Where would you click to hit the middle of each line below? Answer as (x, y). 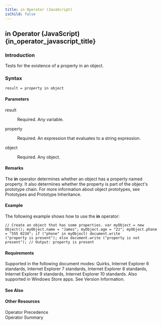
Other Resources (23, 301)
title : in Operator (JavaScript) (39, 9)
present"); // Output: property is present (50, 242)
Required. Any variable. (40, 119)
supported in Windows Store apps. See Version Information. (65, 279)
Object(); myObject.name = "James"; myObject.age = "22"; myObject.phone (81, 230)
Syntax (14, 78)
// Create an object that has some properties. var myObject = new (75, 225)
